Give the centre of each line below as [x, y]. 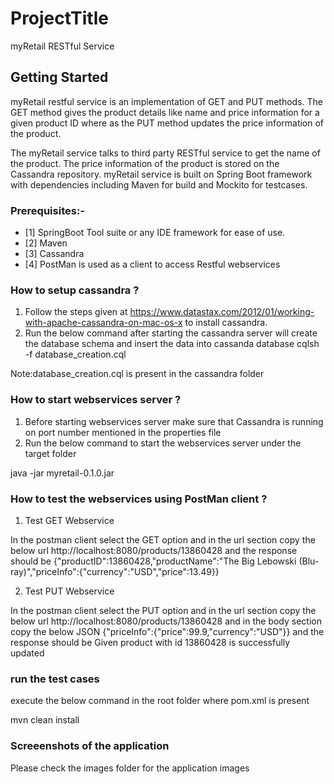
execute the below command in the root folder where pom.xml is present [160, 701]
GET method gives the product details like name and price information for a [165, 112]
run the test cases [55, 679]
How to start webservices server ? [96, 400]
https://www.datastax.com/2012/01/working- [222, 312]
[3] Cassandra [54, 254]
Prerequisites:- [47, 210]
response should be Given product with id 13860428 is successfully [150, 642]
